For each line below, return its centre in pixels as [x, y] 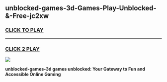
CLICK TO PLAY [24, 30]
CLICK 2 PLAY [22, 49]
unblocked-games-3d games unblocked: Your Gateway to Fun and [75, 69]
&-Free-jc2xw [27, 16]
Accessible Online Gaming [33, 74]
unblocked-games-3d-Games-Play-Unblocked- [81, 8]
